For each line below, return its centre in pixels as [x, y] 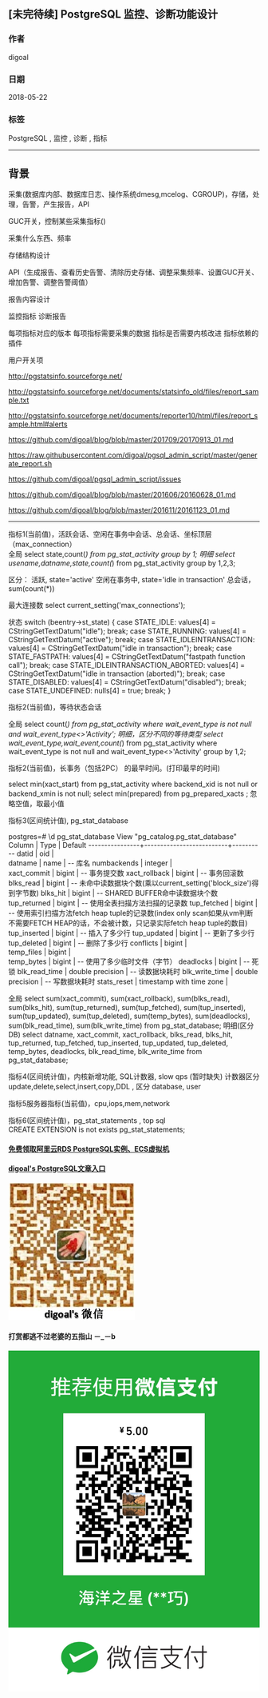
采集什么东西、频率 [40, 238]
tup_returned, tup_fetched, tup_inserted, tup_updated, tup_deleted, [118, 1043]
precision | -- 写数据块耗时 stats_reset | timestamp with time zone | [118, 981]
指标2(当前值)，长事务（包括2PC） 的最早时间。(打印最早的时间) [114, 768]
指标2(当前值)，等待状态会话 [55, 707]
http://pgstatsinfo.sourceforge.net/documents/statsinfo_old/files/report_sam [134, 392]
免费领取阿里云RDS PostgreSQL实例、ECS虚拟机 [89, 1149]
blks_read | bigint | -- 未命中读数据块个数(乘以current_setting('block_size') [130, 883]
